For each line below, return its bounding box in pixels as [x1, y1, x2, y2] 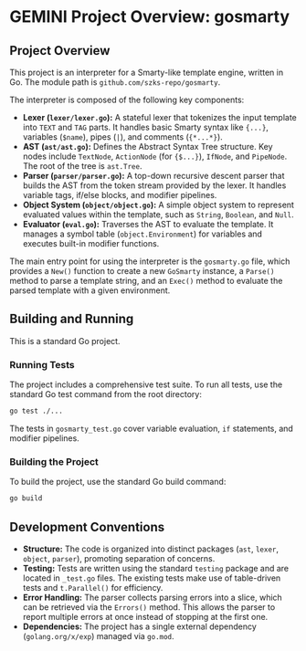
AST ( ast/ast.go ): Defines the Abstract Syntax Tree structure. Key [22, 142, 273, 152]
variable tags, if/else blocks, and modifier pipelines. [22, 190, 217, 200]
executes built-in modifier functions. [22, 238, 160, 248]
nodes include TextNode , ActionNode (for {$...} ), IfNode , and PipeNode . [22, 151, 288, 162]
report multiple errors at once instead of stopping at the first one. [22, 611, 269, 622]
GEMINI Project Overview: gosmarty [9, 6, 290, 27]
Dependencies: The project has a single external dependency [22, 621, 258, 632]
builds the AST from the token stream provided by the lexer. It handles [22, 180, 287, 191]
